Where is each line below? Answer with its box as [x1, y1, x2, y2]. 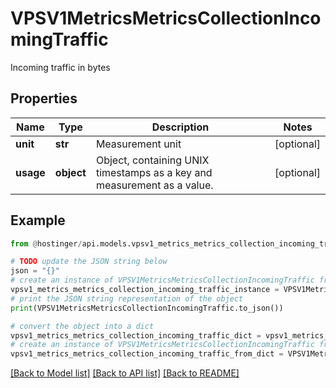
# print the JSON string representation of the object [10, 293, 244, 304]
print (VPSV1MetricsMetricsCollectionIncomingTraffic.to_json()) [10, 303, 284, 313]
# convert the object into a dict [10, 321, 155, 331]
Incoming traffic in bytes [10, 61, 111, 73]
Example [10, 212, 66, 229]
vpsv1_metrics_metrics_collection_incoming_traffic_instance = [10, 285, 280, 295]
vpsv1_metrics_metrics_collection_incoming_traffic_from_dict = [10, 349, 284, 359]
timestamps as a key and [95, 165, 213, 179]
